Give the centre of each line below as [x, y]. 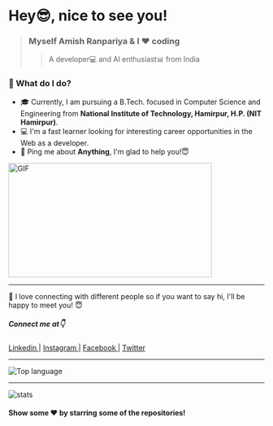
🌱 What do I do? [40, 84]
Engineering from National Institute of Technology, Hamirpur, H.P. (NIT [141, 113]
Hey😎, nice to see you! [88, 16]
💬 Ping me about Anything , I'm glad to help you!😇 [104, 151]
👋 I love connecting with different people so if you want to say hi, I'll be [127, 296]
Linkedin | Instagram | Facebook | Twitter [77, 347]
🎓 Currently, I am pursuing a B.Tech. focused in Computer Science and [141, 102]
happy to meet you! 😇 [45, 305]
